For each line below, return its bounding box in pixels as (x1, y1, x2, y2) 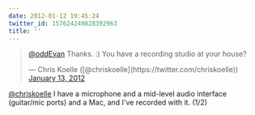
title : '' (8, 27, 42, 35)
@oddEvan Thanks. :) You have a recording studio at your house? (28, 49, 247, 59)
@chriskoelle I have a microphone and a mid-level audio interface (8, 89, 227, 99)
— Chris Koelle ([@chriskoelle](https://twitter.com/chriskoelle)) (28, 65, 239, 75)
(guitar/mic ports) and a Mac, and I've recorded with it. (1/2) (8, 98, 208, 108)
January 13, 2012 (28, 74, 85, 83)
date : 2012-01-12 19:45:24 (8, 11, 100, 20)
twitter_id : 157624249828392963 (8, 19, 117, 28)
